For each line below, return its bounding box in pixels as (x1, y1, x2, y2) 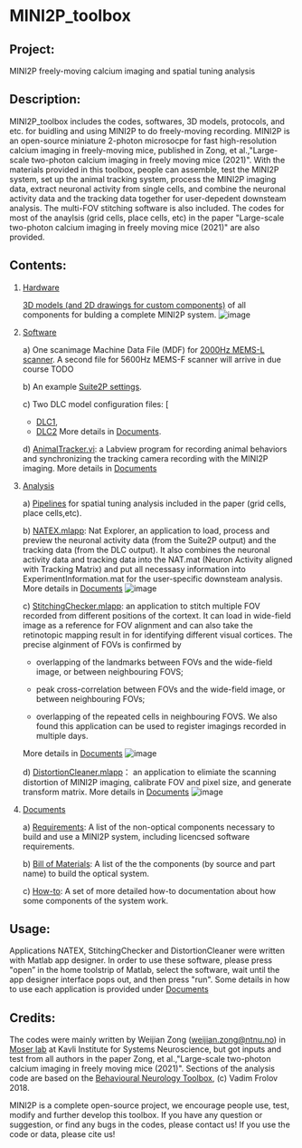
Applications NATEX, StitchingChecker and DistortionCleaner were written (9, 945, 285, 957)
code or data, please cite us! (9, 1129, 116, 1140)
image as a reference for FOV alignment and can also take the (22, 619, 253, 630)
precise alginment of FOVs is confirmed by (22, 638, 183, 649)
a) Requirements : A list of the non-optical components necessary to (22, 822, 276, 832)
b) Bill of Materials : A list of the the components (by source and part (22, 858, 276, 869)
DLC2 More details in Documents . (35, 425, 162, 436)
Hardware (22, 282, 61, 293)
